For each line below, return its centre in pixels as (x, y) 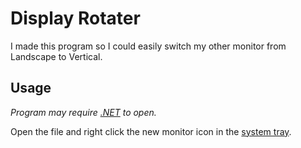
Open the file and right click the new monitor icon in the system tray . (151, 131)
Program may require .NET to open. (83, 112)
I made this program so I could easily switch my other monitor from (148, 46)
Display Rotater (75, 18)
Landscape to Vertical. (56, 56)
